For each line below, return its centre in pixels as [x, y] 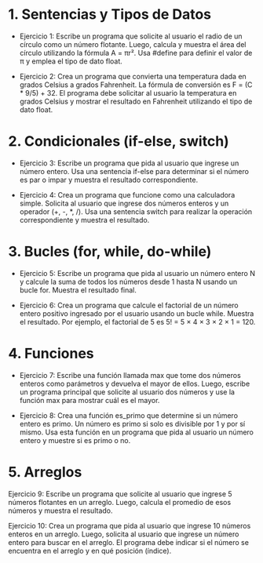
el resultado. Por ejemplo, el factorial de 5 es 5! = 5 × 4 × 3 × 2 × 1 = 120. [137, 321]
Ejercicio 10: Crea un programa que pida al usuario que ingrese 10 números [130, 525]
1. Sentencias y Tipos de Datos [110, 15]
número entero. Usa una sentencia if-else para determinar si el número [134, 171]
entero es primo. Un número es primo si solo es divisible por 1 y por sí [132, 423]
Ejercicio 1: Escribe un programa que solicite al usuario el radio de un [131, 36]
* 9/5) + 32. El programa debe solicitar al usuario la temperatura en [128, 93]
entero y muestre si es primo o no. [75, 440]
